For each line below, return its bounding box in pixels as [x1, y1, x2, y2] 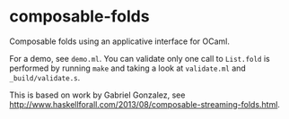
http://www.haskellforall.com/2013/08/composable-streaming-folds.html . [9, 98, 281, 109]
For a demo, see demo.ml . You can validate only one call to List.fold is [9, 53, 271, 64]
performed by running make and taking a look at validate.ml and [9, 63, 247, 73]
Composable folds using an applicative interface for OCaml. [9, 36, 231, 47]
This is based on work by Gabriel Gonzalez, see [9, 89, 186, 100]
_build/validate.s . [9, 72, 81, 82]
